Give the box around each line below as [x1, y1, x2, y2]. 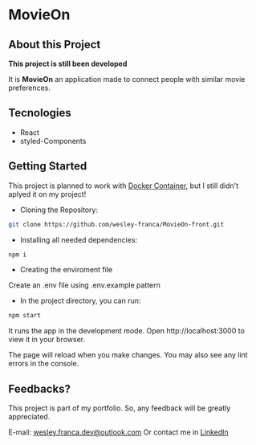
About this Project [8, 38, 101, 51]
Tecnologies [8, 106, 71, 120]
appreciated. [8, 412, 51, 422]
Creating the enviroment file [19, 265, 113, 275]
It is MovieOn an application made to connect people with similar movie [8, 75, 246, 84]
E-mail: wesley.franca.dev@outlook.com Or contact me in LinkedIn [8, 427, 229, 437]
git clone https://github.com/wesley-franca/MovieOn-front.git [8, 220, 225, 228]
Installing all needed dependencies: [19, 235, 138, 244]
